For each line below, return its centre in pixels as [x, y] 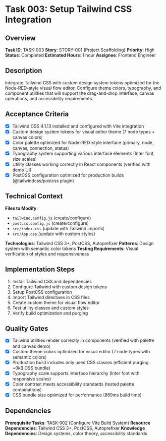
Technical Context [34, 196]
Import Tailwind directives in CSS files [51, 297]
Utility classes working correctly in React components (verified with [81, 164]
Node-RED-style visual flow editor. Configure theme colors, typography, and [83, 88]
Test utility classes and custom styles [51, 308]
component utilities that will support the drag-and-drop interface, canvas [80, 93]
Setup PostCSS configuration [42, 292]
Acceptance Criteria [37, 114]
